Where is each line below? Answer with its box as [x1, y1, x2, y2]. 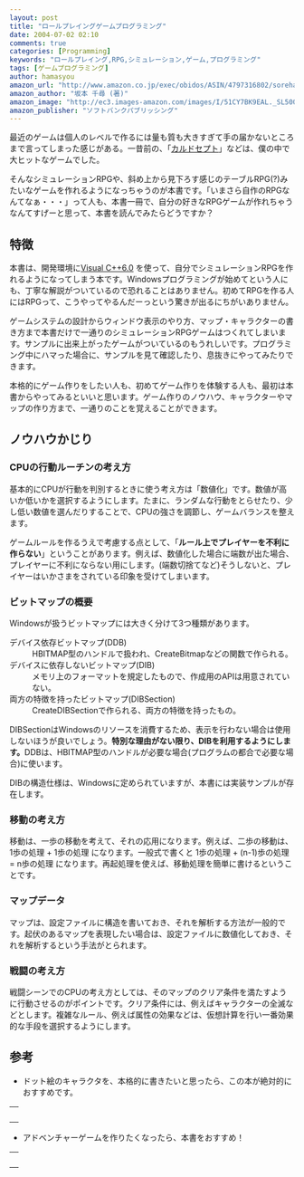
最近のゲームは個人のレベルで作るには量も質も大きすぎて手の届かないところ [9, 132, 295, 143]
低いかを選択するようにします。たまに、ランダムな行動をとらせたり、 [24, 494, 285, 505]
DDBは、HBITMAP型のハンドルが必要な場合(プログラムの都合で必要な [24, 747, 287, 758]
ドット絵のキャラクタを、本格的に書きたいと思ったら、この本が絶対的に [22, 1075, 292, 1086]
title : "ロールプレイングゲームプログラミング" [9, 22, 167, 31]
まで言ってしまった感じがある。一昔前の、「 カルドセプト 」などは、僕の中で [9, 143, 290, 154]
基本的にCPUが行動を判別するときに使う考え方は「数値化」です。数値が [9, 483, 280, 494]
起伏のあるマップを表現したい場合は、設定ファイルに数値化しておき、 [24, 928, 285, 939]
